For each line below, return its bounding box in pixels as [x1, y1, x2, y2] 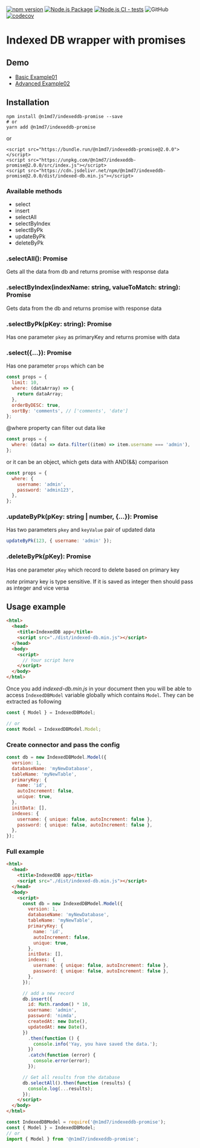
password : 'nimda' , [28, 1013, 77, 1019]
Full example [6, 848, 44, 856]
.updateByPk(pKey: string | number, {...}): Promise [6, 512, 158, 521]
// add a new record [22, 990, 74, 996]
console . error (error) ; [33, 1058, 91, 1064]
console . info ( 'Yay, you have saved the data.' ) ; [33, 1041, 158, 1047]
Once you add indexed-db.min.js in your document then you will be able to [6, 685, 192, 693]
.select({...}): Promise [6, 348, 72, 357]
